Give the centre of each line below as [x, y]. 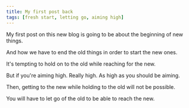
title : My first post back [40, 12]
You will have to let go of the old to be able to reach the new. [80, 98]
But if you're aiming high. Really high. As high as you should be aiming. [93, 75]
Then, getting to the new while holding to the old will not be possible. [91, 87]
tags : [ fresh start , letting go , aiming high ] [65, 17]
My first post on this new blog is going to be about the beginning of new [95, 34]
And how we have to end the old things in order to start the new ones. [92, 52]
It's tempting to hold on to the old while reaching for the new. [81, 64]
